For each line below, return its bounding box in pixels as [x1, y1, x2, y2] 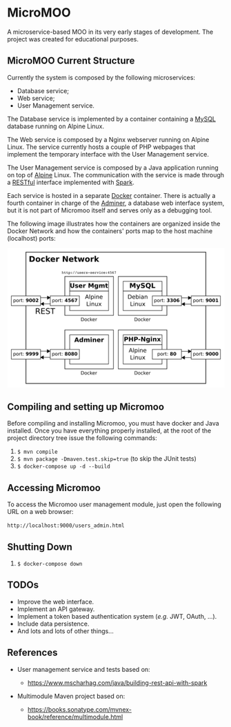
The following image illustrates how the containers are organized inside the [7, 219, 221, 228]
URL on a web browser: [7, 508, 74, 516]
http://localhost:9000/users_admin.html [7, 522, 125, 529]
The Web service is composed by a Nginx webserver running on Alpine [7, 135, 210, 143]
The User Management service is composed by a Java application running [7, 163, 219, 172]
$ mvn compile [17, 448, 58, 456]
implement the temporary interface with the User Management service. [7, 150, 209, 158]
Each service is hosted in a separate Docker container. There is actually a [7, 191, 216, 199]
